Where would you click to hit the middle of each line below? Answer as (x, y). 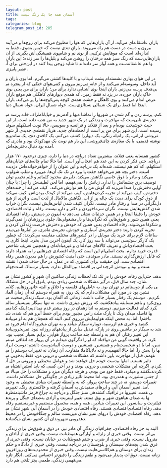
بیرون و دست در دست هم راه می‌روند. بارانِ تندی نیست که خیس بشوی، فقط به (79, 48)
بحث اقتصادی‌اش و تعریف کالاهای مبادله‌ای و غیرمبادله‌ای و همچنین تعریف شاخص (80, 245)
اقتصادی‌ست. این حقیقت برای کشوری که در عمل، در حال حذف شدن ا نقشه (75, 261)
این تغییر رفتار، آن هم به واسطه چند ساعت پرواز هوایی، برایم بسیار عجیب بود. (77, 334)
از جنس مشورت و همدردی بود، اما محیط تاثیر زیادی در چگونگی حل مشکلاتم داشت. (82, 377)
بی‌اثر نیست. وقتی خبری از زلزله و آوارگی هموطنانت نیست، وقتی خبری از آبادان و (81, 434)
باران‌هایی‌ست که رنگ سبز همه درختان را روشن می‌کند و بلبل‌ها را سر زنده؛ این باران (83, 58)
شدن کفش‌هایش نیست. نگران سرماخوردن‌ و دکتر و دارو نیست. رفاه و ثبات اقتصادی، (83, 209)
